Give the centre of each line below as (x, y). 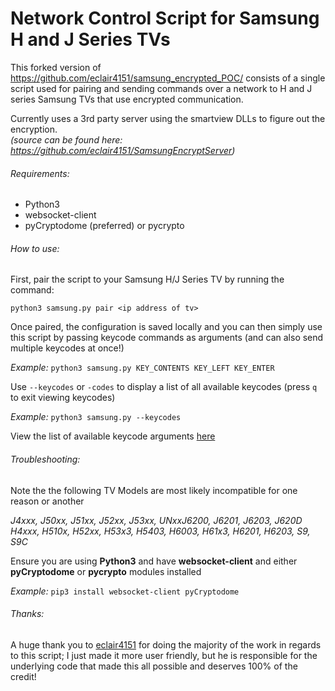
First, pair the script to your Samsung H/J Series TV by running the (147, 279)
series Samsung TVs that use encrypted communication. (127, 99)
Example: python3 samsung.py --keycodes (96, 417)
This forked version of (56, 67)
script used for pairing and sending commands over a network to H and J (161, 88)
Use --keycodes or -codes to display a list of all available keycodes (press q (164, 387)
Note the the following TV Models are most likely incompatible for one (154, 490)
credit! (23, 676)
